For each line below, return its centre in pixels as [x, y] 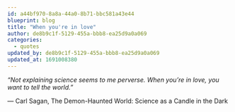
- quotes [27, 46]
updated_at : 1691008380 [42, 60]
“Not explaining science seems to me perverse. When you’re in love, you [113, 80]
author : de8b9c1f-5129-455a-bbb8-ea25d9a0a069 [77, 33]
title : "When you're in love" [52, 27]
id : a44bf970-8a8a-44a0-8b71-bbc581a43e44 [71, 14]
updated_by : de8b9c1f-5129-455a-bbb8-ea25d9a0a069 [84, 54]
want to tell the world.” [40, 87]
